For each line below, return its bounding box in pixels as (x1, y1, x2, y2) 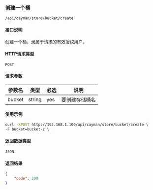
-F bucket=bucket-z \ (5, 127, 50, 131)
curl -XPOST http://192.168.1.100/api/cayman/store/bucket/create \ (5, 122, 149, 127)
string (28, 96, 42, 103)
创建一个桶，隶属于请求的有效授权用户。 (5, 38, 87, 45)
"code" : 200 (14, 176, 38, 181)
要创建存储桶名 (61, 96, 96, 103)
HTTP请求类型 (5, 51, 34, 57)
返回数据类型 (5, 138, 31, 144)
